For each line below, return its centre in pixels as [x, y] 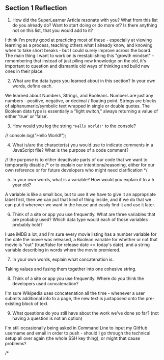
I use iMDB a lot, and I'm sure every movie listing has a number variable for [81, 234]
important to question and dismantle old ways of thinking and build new [77, 66]
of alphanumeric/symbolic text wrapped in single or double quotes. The [77, 106]
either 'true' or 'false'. [27, 116]
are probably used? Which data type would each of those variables [80, 219]
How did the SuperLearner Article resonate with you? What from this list [85, 20]
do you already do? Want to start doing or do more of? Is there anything [84, 25]
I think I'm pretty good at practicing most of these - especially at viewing [79, 40]
